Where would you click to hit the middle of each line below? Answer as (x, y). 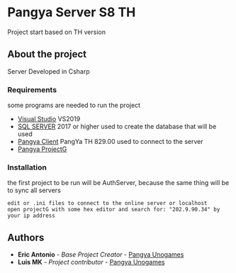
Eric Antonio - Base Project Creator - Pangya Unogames (101, 255)
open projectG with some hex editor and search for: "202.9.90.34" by (114, 210)
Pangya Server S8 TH (72, 12)
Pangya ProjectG (42, 149)
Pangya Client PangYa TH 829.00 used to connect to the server (110, 142)
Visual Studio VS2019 (49, 119)
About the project (47, 54)
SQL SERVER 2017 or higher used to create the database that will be (117, 127)
